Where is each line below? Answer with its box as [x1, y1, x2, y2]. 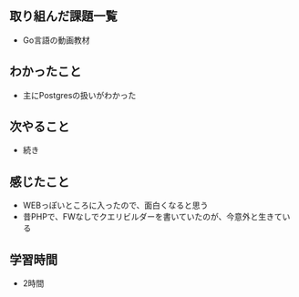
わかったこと [9, 64, 82, 79]
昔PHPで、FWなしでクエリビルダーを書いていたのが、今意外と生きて [22, 211, 283, 222]
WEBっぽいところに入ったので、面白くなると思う [22, 200, 209, 211]
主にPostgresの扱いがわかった [22, 89, 137, 100]
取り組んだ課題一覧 [9, 8, 118, 25]
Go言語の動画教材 [22, 35, 90, 46]
